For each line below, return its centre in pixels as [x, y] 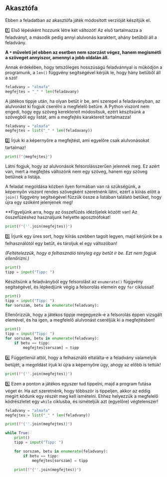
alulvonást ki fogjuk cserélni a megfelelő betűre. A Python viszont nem [77, 106]
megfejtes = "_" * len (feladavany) [42, 92]
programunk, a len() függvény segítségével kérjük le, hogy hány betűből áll [83, 72]
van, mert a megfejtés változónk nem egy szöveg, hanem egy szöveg [77, 172]
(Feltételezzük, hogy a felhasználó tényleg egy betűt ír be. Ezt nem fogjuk [81, 253]
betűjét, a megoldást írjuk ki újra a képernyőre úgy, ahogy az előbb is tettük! [83, 364]
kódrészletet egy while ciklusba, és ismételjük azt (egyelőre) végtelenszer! [82, 401]
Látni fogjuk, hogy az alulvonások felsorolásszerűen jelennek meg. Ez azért [83, 166]
